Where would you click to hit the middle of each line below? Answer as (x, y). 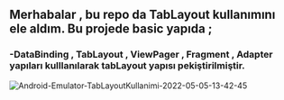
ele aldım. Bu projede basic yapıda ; (111, 29)
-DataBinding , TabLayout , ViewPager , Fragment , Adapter (141, 55)
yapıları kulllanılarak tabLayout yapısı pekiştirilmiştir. (127, 66)
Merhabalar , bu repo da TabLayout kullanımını (142, 15)
